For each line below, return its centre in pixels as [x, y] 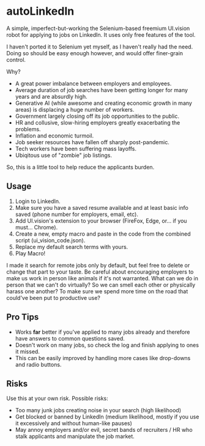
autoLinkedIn [40, 11]
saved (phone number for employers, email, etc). [77, 214]
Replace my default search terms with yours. [72, 247]
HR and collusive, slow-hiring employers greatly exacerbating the [98, 122]
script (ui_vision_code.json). [50, 240]
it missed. [27, 352]
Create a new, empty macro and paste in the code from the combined [103, 234]
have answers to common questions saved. [70, 338]
